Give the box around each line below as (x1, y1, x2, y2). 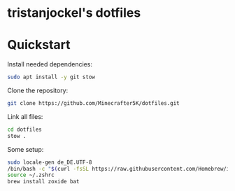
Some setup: (7, 145, 44, 153)
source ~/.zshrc (7, 171, 55, 179)
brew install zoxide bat (7, 178, 80, 185)
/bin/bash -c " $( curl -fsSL (7, 165, 90, 172)
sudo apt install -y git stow (7, 73, 96, 81)
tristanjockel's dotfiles (7, 5, 141, 21)
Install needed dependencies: (7, 60, 93, 69)
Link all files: (7, 112, 43, 120)
